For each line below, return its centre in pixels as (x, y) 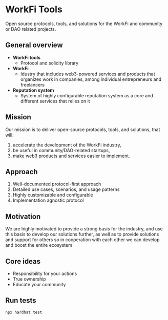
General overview (34, 45)
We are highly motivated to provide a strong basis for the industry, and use (84, 229)
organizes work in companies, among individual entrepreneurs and (91, 79)
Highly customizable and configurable (53, 195)
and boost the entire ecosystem (39, 245)
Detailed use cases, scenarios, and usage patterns (66, 189)
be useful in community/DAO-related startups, (61, 150)
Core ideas (23, 261)
